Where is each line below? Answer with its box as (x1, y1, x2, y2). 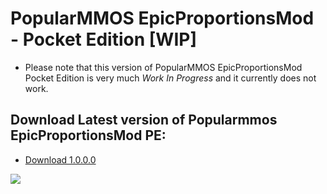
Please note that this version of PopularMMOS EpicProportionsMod (24, 61, 303, 73)
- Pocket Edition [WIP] (10, 28, 197, 51)
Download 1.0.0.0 (24, 153, 97, 166)
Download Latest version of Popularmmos (10, 112, 278, 129)
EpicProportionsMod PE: (10, 127, 167, 144)
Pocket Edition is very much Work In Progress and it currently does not (24, 72, 317, 84)
